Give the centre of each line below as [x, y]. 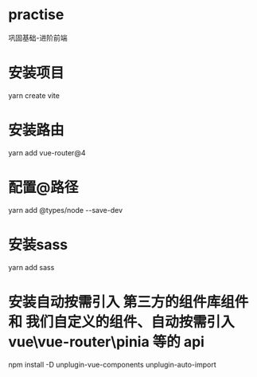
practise [36, 15]
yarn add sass [31, 267]
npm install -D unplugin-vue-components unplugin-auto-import [112, 364]
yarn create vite [34, 95]
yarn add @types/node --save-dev [66, 210]
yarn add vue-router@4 [47, 152]
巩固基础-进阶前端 [38, 37]
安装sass [38, 244]
